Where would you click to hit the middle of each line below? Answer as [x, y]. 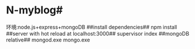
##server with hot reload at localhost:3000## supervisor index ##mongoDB [97, 33]
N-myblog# [35, 10]
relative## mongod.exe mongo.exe [48, 40]
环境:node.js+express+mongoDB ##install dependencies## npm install [92, 27]
